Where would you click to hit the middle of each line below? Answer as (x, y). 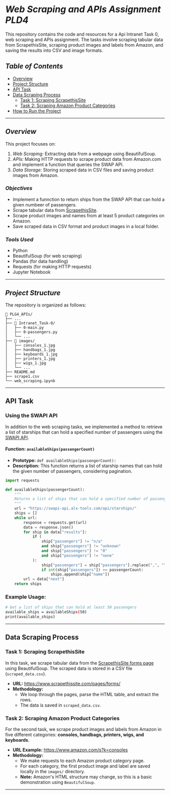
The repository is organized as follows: (46, 305)
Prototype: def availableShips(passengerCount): (64, 460)
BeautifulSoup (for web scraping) (47, 256)
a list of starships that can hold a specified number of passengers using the (84, 432)
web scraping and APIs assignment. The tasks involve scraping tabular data (84, 40)
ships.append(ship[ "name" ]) (80, 574)
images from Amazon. (36, 175)
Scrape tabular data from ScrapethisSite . (55, 210)
